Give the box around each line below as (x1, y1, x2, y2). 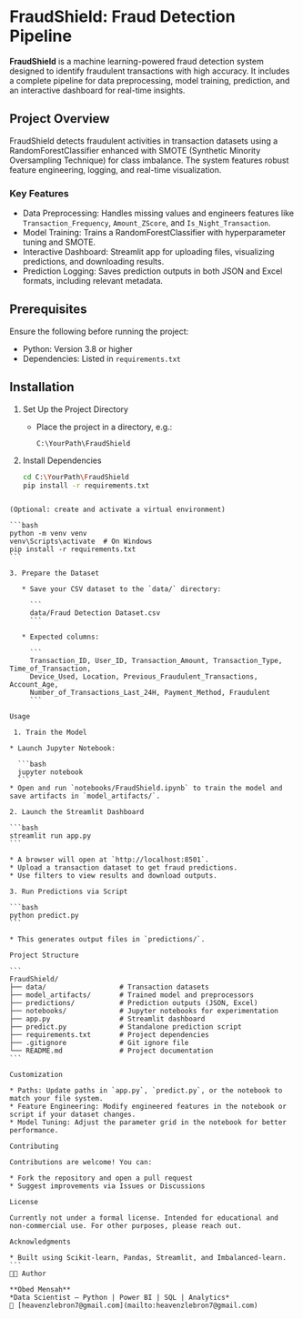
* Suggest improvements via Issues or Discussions (9, 1182, 206, 1191)
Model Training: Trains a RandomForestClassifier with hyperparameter (22, 227, 287, 238)
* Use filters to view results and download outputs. (9, 871, 218, 881)
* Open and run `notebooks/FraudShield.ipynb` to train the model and (9, 784, 283, 793)
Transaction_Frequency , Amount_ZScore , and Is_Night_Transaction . (22, 217, 271, 228)
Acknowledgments (9, 1237, 71, 1247)
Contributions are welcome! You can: (9, 1158, 153, 1167)
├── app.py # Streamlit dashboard (9, 1014, 206, 1024)
